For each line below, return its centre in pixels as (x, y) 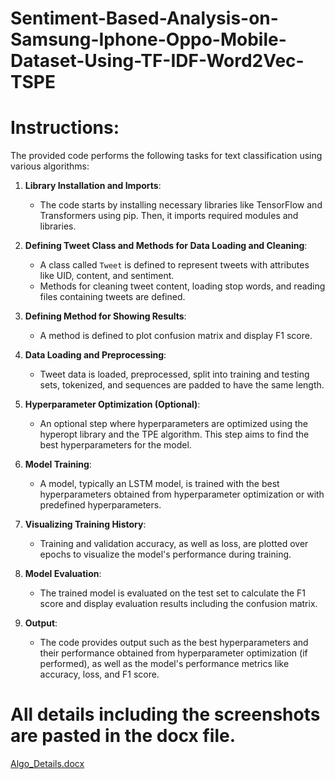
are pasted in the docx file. (123, 736)
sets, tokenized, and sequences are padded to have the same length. (182, 385)
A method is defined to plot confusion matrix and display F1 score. (176, 336)
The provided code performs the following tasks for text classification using (166, 156)
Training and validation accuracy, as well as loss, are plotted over (174, 544)
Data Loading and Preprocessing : (95, 355)
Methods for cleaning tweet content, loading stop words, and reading (182, 286)
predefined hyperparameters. (100, 505)
